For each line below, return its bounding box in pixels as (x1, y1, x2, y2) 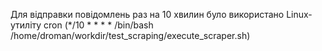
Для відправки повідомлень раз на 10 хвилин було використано (10, 9, 285, 20)
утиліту (10, 19, 42, 31)
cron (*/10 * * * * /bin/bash (43, 19, 154, 31)
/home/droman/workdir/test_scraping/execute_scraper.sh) (10, 30, 251, 41)
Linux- (286, 9, 313, 20)
